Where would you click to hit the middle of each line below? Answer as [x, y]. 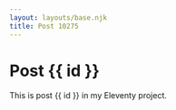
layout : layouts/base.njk [58, 18]
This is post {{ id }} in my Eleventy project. [88, 96]
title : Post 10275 [44, 26]
